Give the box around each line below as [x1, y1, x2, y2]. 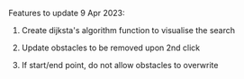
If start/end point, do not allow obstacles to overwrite [21, 60, 219, 70]
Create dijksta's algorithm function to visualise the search [21, 25, 236, 35]
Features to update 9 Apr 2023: [8, 8, 125, 18]
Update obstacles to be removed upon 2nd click [21, 42, 201, 53]
